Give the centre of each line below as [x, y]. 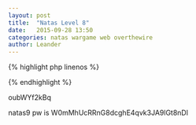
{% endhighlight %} [40, 83]
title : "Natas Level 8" [49, 23]
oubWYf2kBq [30, 97]
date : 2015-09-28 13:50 [50, 30]
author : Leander [35, 45]
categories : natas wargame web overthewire [81, 37]
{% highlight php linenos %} [54, 67]
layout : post [30, 15]
